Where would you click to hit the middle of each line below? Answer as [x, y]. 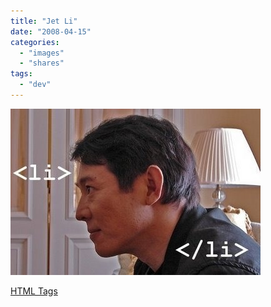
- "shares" [42, 63]
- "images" [42, 53]
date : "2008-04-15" [51, 31]
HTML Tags [34, 291]
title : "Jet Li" [44, 21]
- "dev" [35, 85]
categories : [35, 42]
